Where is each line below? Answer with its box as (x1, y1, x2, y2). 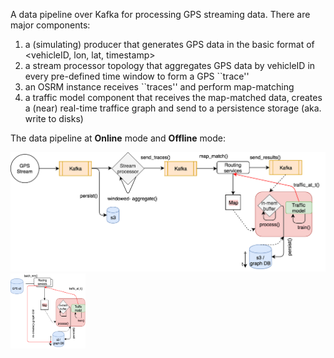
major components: (10, 19, 91, 31)
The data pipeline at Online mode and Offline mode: (10, 132, 226, 144)
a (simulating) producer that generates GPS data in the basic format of (24, 39, 315, 50)
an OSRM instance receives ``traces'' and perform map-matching (24, 81, 295, 93)
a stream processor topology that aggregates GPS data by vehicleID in (24, 60, 316, 71)
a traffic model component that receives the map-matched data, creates (24, 92, 323, 103)
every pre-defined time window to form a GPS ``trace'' (24, 70, 250, 82)
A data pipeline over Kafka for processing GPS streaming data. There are (10, 9, 311, 20)
